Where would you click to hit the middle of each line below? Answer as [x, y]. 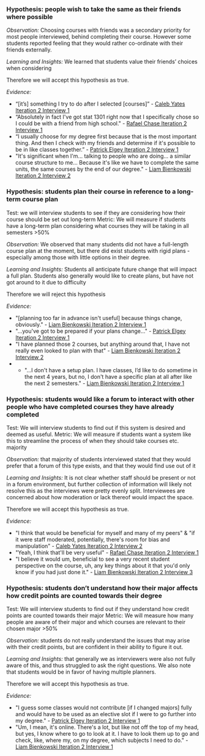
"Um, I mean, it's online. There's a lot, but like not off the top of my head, [107, 727]
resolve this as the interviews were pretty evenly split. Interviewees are [96, 491]
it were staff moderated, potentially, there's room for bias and [92, 539]
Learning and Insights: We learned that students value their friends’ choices [102, 62]
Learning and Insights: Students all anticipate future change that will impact [102, 269]
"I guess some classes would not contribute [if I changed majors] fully [103, 707]
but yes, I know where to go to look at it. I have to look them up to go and [107, 734]
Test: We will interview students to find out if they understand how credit [98, 609]
